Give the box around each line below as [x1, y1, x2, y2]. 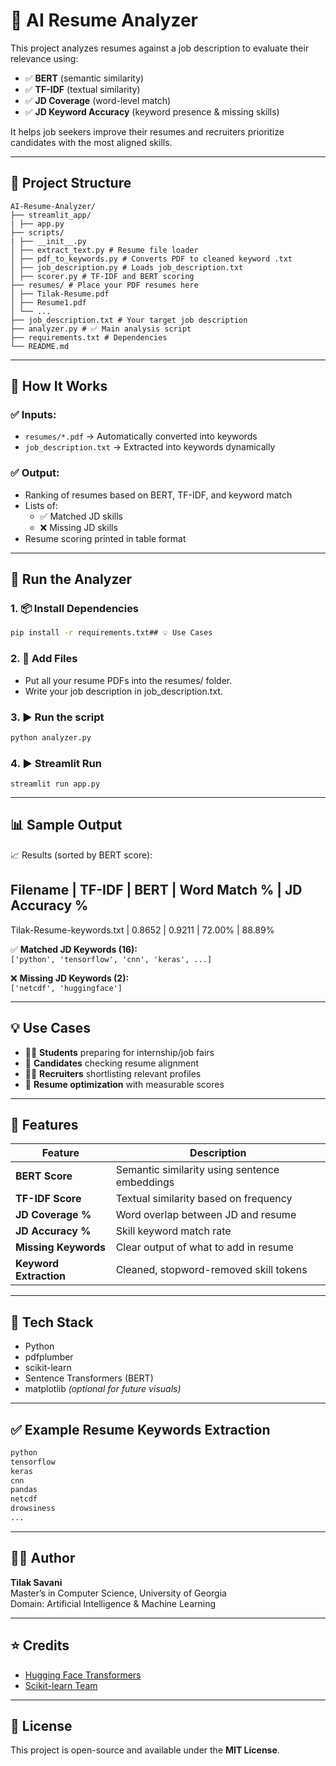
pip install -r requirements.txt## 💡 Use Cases [10, 628, 213, 638]
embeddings [115, 1175, 175, 1189]
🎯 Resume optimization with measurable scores [24, 1078, 225, 1090]
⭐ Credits [10, 1637, 70, 1654]
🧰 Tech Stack [10, 1314, 94, 1331]
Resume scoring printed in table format [24, 532, 187, 544]
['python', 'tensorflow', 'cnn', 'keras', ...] [10, 954, 213, 964]
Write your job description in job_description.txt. [24, 685, 223, 697]
